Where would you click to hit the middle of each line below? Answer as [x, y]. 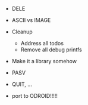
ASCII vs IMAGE [31, 20]
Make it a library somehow [44, 61]
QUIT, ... [22, 84]
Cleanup [22, 32]
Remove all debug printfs [51, 50]
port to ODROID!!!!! [35, 96]
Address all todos [42, 43]
